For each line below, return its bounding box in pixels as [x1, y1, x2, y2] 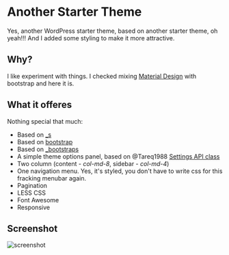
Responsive [16, 203, 50, 211]
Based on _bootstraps [16, 145, 79, 153]
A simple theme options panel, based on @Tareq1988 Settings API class [16, 152, 220, 161]
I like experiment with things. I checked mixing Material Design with [7, 72, 197, 80]
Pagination [16, 181, 48, 189]
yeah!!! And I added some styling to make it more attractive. [7, 33, 175, 42]
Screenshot [7, 223, 58, 234]
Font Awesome [16, 196, 59, 204]
